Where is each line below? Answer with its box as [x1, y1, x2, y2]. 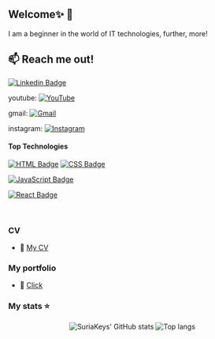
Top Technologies [8, 141, 69, 151]
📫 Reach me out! [8, 53, 95, 66]
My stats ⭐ [8, 301, 50, 312]
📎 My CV [19, 243, 49, 253]
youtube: [8, 92, 37, 103]
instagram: [8, 123, 43, 133]
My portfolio [8, 262, 57, 273]
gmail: [8, 108, 28, 118]
